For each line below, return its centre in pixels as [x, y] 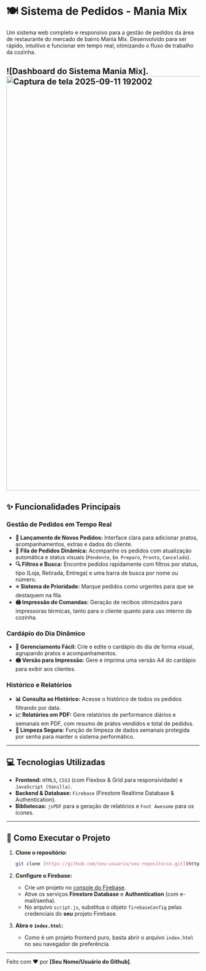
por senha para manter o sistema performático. [75, 736]
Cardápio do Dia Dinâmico [46, 633]
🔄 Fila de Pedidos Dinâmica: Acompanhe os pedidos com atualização [103, 551]
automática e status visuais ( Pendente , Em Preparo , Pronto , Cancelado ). [103, 557]
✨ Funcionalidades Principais [63, 507]
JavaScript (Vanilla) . [44, 787]
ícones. [25, 813]
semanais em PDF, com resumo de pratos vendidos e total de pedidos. [105, 723]
